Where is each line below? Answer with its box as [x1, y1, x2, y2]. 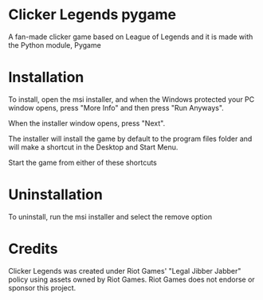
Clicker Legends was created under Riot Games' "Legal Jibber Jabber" [8, 266, 241, 275]
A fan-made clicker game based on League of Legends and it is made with [8, 32, 253, 41]
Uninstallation [8, 185, 104, 204]
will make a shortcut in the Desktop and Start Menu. [8, 142, 179, 152]
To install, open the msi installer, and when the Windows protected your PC [8, 94, 255, 104]
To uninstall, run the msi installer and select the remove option [8, 212, 213, 221]
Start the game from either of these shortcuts [8, 158, 157, 167]
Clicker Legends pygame [8, 6, 177, 24]
